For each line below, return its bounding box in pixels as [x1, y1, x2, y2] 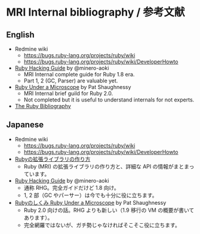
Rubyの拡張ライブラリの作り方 [14, 155, 91, 162]
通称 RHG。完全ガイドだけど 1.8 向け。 [23, 184, 119, 191]
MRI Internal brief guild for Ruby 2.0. [23, 90, 113, 97]
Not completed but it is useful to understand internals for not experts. [23, 96, 195, 103]
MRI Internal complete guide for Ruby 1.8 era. [23, 71, 135, 78]
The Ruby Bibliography [14, 103, 72, 109]
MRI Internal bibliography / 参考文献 [6, 5, 185, 19]
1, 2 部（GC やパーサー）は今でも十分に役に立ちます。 [23, 192, 158, 199]
